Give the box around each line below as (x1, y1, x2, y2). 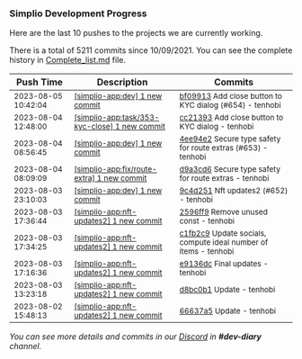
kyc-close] (74, 121, 114, 132)
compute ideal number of (179, 238, 269, 247)
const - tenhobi (179, 216, 235, 227)
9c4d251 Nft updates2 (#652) (179, 185, 289, 196)
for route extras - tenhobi (179, 174, 270, 184)
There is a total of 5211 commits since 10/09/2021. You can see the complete (9, 45, 293, 56)
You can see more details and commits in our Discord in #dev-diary (9, 331, 262, 342)
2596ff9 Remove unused (179, 207, 268, 218)
